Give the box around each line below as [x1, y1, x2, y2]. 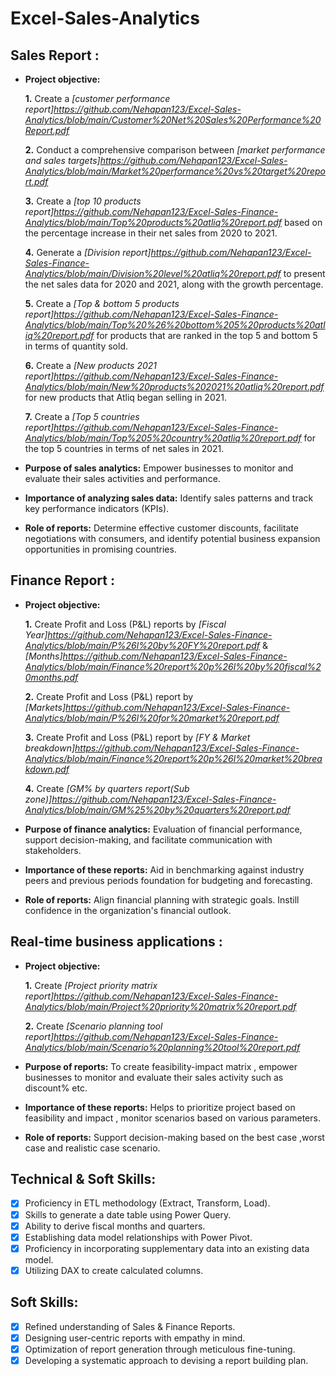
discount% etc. [24, 1082, 88, 1094]
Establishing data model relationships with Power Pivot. [24, 1231, 253, 1243]
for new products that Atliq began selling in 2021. [24, 392, 228, 403]
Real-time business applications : [10, 933, 223, 951]
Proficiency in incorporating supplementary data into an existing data [24, 1242, 310, 1254]
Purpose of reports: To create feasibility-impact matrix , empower [24, 1060, 298, 1072]
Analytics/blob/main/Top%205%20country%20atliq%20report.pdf [24, 432, 302, 444]
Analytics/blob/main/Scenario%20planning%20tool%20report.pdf [24, 1041, 301, 1053]
